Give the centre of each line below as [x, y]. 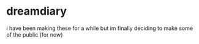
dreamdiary [37, 11]
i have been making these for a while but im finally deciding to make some [100, 28]
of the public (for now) [35, 34]
